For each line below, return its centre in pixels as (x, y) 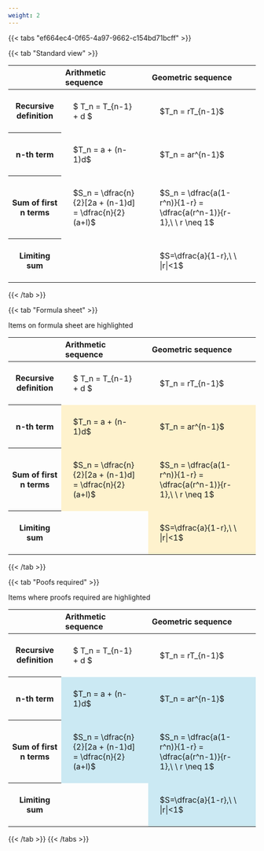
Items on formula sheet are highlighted (71, 325)
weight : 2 (24, 15)
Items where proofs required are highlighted (79, 597)
